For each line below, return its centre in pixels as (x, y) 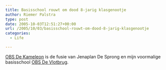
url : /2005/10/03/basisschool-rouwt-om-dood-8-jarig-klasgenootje (77, 29)
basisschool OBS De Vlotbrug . (37, 62)
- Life (17, 38)
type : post (17, 19)
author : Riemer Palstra (31, 15)
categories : (18, 33)
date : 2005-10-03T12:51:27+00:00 (41, 24)
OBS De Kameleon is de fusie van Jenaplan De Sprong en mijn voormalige (83, 56)
